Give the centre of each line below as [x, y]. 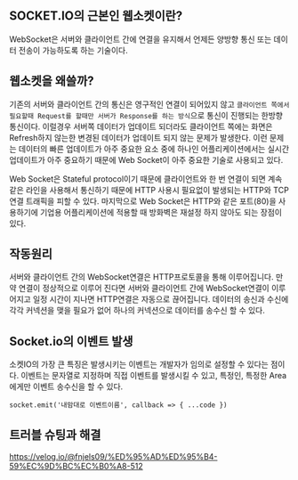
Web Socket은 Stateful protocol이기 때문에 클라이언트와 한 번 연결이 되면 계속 [146, 179]
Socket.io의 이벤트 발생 [71, 341]
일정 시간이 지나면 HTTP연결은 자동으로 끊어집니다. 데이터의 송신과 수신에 [161, 299]
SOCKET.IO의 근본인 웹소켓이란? [96, 16]
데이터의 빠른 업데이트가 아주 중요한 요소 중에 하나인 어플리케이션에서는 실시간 [154, 149]
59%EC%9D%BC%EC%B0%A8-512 [77, 467]
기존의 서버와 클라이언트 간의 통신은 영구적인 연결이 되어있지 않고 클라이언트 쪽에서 [149, 104]
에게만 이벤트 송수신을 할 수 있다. [66, 386]
